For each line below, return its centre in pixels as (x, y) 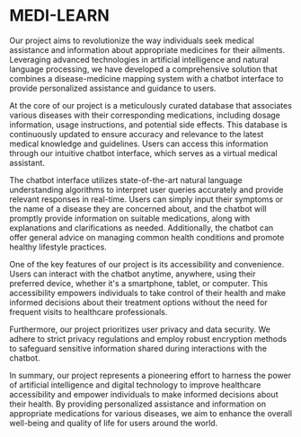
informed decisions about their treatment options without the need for (138, 302)
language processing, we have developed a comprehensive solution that (144, 69)
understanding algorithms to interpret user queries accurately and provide (146, 189)
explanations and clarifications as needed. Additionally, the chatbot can (142, 227)
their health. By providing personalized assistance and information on (138, 404)
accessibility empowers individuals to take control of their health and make (148, 293)
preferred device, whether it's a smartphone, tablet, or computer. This (138, 283)
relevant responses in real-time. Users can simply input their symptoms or (146, 199)
